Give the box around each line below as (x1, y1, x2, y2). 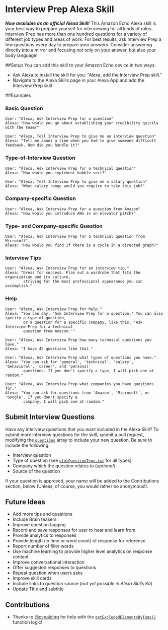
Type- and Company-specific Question (5, 223, 103, 230)
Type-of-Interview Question (5, 155, 75, 162)
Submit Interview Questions (5, 413, 95, 422)
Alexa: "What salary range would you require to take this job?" (5, 183, 145, 188)
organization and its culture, (5, 274, 71, 280)
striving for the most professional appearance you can (23, 279, 143, 284)
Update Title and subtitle (12, 586, 64, 592)
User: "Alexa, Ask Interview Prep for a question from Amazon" (5, 206, 141, 212)
